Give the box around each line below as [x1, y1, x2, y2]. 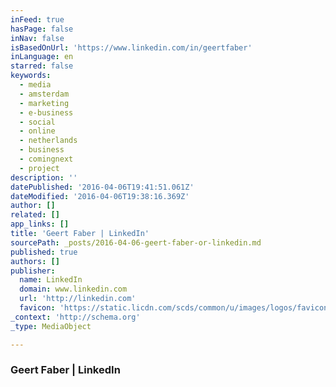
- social [19, 117, 56, 127]
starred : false [10, 61, 74, 71]
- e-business [19, 107, 74, 118]
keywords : [10, 71, 52, 81]
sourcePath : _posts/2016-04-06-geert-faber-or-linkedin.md [10, 237, 262, 248]
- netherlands [19, 136, 78, 146]
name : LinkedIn [19, 275, 83, 285]
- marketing [19, 98, 70, 108]
